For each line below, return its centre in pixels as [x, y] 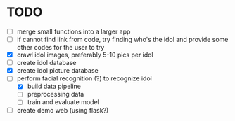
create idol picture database [58, 71]
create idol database [46, 63]
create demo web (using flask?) [63, 110]
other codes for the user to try [61, 48]
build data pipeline [54, 86]
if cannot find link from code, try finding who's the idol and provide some [122, 40]
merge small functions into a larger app [74, 31]
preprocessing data [56, 94]
